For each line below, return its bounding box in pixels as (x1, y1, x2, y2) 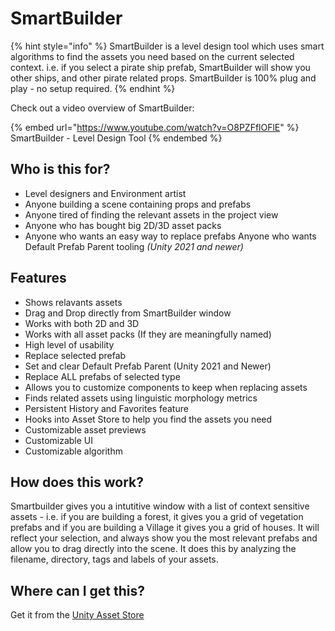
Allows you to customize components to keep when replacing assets (24, 381, 308, 393)
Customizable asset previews (24, 423, 147, 436)
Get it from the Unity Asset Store (10, 609, 145, 621)
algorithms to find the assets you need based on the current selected (10, 50, 295, 62)
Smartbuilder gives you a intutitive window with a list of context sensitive (10, 500, 310, 512)
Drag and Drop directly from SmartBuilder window (24, 307, 232, 319)
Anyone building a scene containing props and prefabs (24, 198, 252, 210)
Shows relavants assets (24, 296, 123, 308)
